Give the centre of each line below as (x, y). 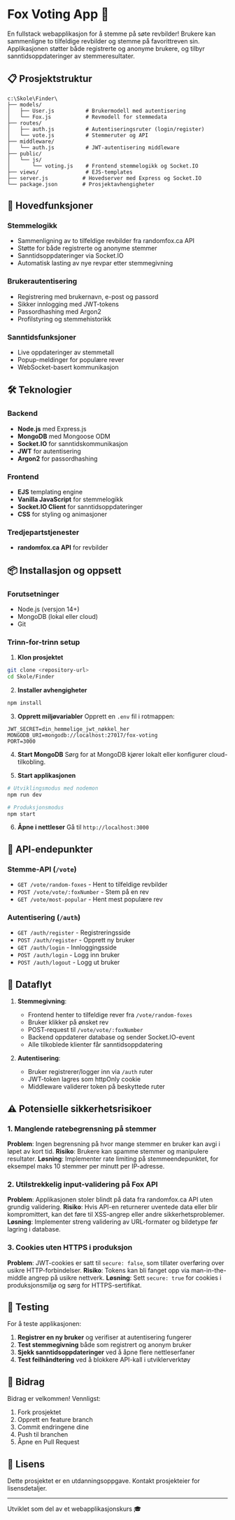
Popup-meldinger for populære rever (71, 360)
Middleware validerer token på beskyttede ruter (97, 1087)
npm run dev (24, 795)
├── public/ (24, 153)
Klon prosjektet (40, 657)
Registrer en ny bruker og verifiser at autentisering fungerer (105, 1337)
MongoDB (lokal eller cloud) (58, 616)
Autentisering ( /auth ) (44, 918)
